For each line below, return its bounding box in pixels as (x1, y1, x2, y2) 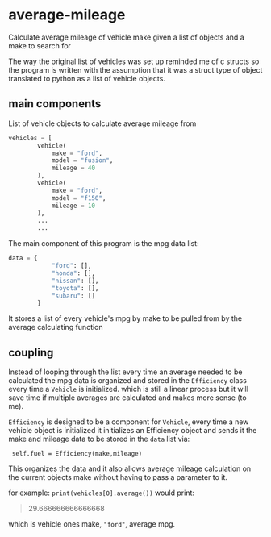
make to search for (8, 40, 71, 50)
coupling (8, 345, 54, 360)
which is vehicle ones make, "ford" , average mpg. (8, 519, 176, 529)
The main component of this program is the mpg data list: (8, 239, 199, 248)
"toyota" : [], (51, 284, 99, 292)
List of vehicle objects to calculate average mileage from (8, 119, 197, 128)
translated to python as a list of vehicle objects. (8, 73, 165, 83)
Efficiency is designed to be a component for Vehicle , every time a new (8, 417, 249, 427)
